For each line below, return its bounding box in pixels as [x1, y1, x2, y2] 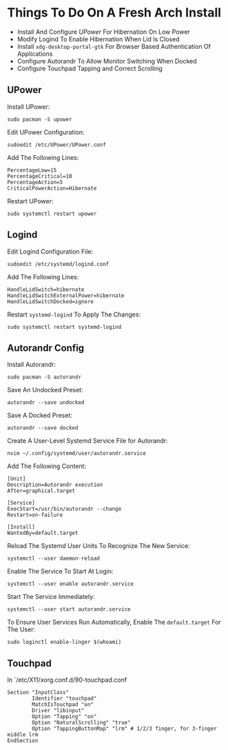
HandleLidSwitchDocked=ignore [7, 298, 94, 305]
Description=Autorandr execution [7, 481, 103, 489]
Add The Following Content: [7, 462, 87, 470]
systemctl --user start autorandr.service [7, 606, 131, 613]
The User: [7, 625, 36, 634]
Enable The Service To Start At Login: [7, 567, 114, 576]
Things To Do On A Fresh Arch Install [7, 5, 222, 21]
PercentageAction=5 [7, 179, 63, 185]
